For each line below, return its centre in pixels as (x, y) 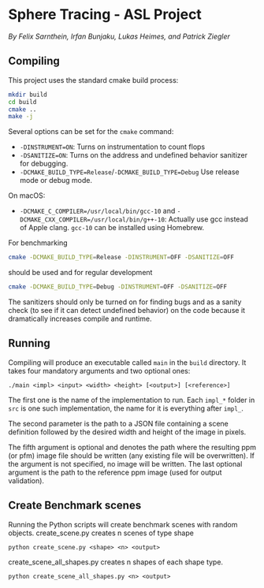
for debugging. (44, 164)
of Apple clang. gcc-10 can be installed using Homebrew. (112, 228)
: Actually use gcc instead (206, 219)
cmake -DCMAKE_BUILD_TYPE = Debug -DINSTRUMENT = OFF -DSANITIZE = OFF (117, 287)
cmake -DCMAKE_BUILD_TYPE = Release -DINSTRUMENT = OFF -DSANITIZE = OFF (121, 258)
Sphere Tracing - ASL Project (105, 15)
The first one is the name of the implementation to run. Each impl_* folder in (132, 400)
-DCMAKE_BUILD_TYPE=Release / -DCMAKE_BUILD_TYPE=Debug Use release (129, 172)
